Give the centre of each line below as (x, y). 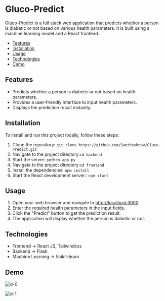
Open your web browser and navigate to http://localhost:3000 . (76, 203)
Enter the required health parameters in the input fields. (69, 208)
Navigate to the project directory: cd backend (57, 154)
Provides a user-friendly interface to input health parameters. (75, 102)
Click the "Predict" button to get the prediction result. (66, 213)
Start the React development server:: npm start (60, 175)
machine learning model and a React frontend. (52, 33)
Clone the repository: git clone (44, 144)
